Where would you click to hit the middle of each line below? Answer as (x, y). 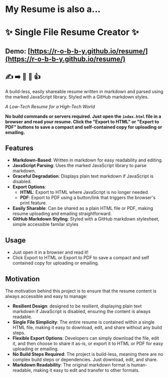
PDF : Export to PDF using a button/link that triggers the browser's (88, 198)
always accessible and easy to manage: (46, 296)
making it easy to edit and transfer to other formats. (87, 370)
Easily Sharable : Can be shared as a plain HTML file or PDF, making (83, 208)
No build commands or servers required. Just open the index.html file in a (83, 116)
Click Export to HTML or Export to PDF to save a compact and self (81, 258)
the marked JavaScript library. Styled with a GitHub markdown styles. (77, 97)
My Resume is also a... (53, 9)
